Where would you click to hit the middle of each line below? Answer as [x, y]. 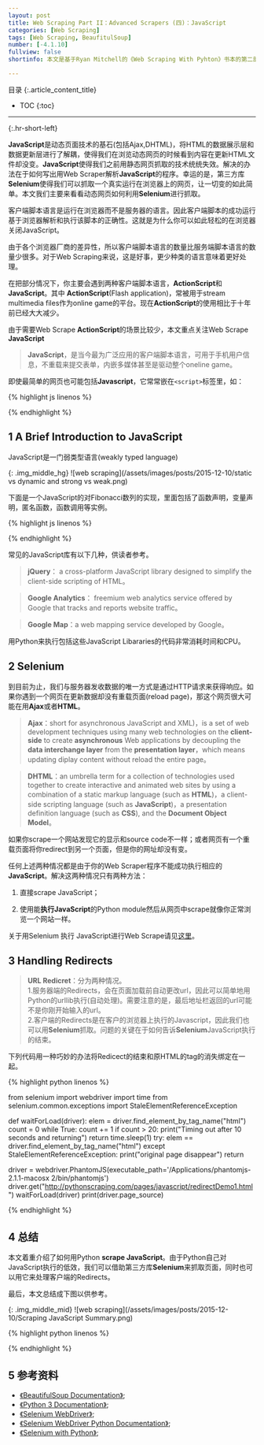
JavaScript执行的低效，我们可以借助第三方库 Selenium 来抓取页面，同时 [124, 1267]
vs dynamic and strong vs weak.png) [68, 481]
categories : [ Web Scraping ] [54, 30]
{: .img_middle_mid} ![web [50, 1309]
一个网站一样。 [51, 919]
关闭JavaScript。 [36, 230]
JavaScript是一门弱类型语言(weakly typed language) [93, 457]
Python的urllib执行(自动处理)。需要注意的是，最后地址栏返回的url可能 [140, 1001]
